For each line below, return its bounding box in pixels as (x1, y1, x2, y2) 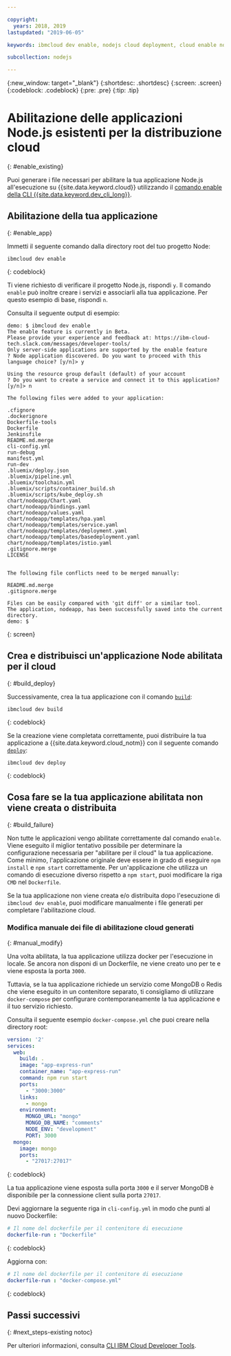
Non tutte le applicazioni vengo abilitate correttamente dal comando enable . (7, 834, 221, 842)
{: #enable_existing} (7, 163, 64, 171)
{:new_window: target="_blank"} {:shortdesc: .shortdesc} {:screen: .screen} (7, 79, 222, 87)
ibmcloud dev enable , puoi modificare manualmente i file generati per (7, 898, 203, 907)
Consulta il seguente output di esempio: (7, 308, 120, 317)
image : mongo (19, 1145, 57, 1152)
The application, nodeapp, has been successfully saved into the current (7, 606, 223, 612)
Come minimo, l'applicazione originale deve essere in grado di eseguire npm (7, 856, 221, 864)
